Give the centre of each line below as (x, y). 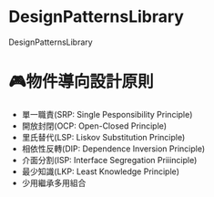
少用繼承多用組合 (54, 182)
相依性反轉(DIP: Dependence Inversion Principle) (113, 149)
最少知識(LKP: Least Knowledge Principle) (100, 171)
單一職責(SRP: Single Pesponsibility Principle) (107, 114)
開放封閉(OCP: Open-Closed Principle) (94, 126)
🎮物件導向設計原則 (81, 82)
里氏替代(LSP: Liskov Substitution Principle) (103, 137)
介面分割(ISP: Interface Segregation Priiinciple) (109, 160)
